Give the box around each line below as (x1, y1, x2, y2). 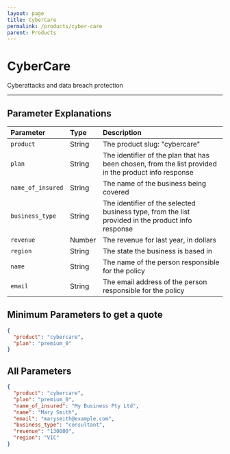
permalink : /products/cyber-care (7, 23, 103, 29)
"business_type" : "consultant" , (13, 422, 106, 429)
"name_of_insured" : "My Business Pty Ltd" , (13, 402, 139, 409)
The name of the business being (102, 179, 207, 188)
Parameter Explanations (7, 108, 112, 119)
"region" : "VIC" (13, 434, 60, 442)
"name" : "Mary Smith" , (13, 409, 78, 416)
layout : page (7, 10, 44, 17)
